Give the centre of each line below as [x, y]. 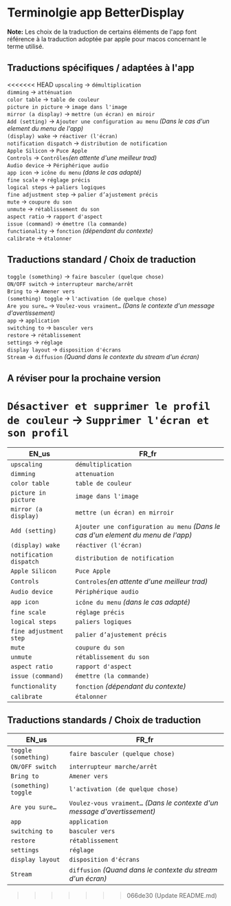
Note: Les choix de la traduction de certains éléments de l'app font [102, 32]
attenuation [95, 474]
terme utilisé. [26, 46]
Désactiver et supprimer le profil [109, 407]
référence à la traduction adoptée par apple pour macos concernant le [107, 39]
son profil [38, 433]
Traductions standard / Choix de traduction [101, 260]
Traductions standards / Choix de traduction [104, 720]
